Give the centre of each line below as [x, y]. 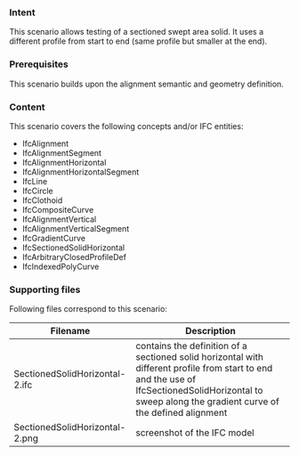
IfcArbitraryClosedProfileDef [74, 256]
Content [28, 107]
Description [210, 331]
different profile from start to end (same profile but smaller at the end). [138, 41]
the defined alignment [182, 413]
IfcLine [35, 181]
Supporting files [45, 289]
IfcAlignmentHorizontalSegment [81, 172]
